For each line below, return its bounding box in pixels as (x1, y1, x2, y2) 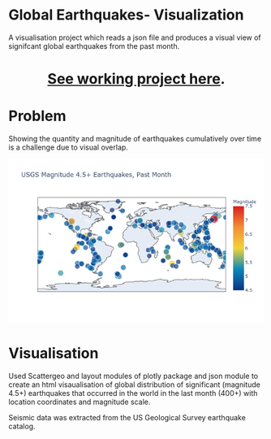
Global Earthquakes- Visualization (8, 6, 244, 24)
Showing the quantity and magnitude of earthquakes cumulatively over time (8, 134, 262, 144)
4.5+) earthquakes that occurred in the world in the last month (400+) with (8, 389, 258, 398)
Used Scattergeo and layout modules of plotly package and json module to (8, 372, 259, 380)
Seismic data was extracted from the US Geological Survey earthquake (8, 413, 246, 422)
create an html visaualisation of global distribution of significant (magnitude (8, 380, 261, 389)
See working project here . (47, 70, 226, 89)
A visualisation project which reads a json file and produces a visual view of (8, 33, 261, 42)
